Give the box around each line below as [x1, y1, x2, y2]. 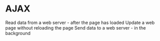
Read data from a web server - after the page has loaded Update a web [5, 19, 155, 25]
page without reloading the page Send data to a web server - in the [5, 24, 146, 30]
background [5, 30, 31, 36]
